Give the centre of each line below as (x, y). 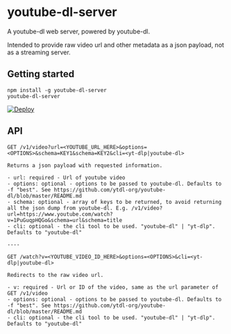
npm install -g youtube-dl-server (57, 90)
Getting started (41, 74)
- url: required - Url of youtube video (67, 177)
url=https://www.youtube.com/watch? (60, 214)
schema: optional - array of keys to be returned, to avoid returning (118, 202)
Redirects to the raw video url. (55, 275)
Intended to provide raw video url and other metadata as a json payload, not (115, 45)
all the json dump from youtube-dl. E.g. (68, 208)
